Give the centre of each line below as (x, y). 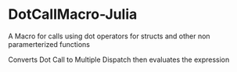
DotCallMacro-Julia (73, 14)
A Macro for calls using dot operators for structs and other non (109, 36)
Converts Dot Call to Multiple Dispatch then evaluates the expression (119, 59)
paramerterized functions (49, 44)
